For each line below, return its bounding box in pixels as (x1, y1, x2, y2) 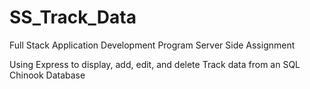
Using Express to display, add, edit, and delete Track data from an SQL (9, 58, 301, 70)
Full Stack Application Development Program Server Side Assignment (9, 39, 296, 51)
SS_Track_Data (9, 6, 137, 29)
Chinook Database (9, 69, 86, 81)
